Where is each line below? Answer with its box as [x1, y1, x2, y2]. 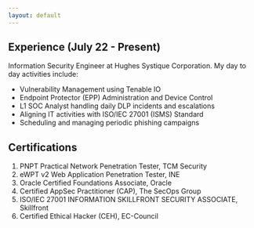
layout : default [8, 11, 61, 20]
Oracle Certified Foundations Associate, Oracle [19, 178, 172, 188]
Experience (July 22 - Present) [8, 41, 161, 54]
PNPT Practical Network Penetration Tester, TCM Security [19, 161, 208, 171]
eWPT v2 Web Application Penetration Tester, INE [19, 170, 180, 179]
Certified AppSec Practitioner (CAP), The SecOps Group [19, 186, 201, 196]
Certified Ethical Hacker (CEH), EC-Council [19, 212, 159, 221]
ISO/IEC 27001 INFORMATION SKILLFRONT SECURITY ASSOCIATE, [19, 195, 238, 204]
